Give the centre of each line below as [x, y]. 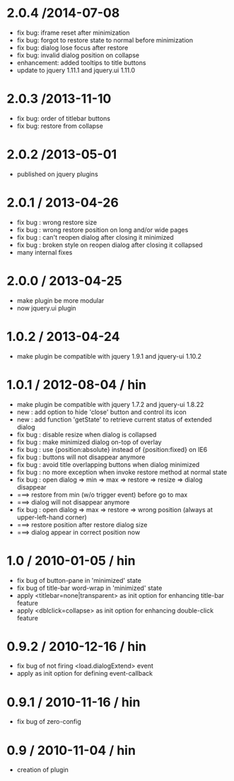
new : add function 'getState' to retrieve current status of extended [115, 420]
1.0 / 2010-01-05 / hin [71, 561]
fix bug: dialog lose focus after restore [72, 47]
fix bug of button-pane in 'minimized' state [79, 580]
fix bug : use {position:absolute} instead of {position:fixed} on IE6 [112, 449]
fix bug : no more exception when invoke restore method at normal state [122, 472]
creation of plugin [42, 770]
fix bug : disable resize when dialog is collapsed [87, 434]
